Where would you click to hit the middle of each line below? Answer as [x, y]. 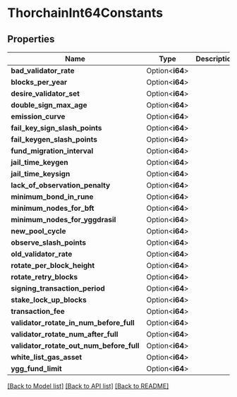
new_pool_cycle [38, 231]
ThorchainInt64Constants [85, 13]
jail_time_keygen [39, 162]
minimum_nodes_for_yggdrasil [63, 220]
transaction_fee [38, 311]
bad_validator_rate [43, 71]
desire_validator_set [45, 93]
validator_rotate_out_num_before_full [75, 346]
